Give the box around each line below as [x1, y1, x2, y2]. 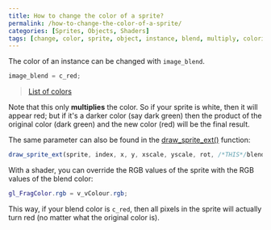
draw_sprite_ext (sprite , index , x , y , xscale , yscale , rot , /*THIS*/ [8, 151, 248, 159]
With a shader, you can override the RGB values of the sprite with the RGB [8, 165, 254, 174]
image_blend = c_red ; [8, 72, 81, 81]
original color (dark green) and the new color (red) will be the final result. [8, 119, 250, 129]
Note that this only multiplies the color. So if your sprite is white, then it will [8, 102, 258, 112]
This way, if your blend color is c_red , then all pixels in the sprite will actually [8, 203, 262, 214]
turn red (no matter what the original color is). [8, 212, 160, 222]
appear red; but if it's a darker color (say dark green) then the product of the [8, 111, 262, 121]
